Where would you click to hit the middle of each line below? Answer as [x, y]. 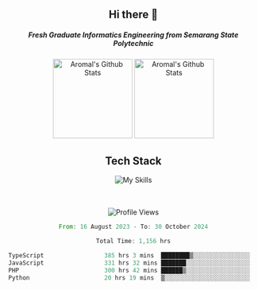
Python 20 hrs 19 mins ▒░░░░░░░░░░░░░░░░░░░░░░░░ [129, 278]
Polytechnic [133, 43]
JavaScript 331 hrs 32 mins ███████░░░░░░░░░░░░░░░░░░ [129, 263]
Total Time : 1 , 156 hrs [133, 242]
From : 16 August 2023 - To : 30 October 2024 [133, 227]
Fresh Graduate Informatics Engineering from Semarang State [133, 35]
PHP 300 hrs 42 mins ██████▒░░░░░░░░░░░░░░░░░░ [129, 270]
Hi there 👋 [133, 15]
